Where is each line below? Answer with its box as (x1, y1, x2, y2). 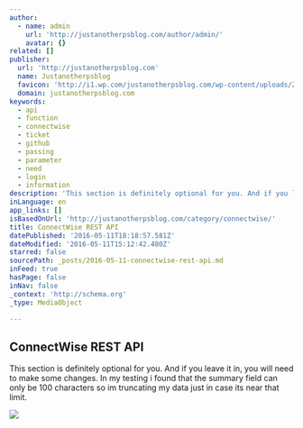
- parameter (17, 155, 63, 165)
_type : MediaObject (9, 298, 83, 307)
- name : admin (17, 22, 70, 31)
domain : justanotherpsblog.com (17, 88, 135, 97)
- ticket (17, 131, 50, 140)
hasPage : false (9, 273, 67, 282)
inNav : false (9, 281, 59, 290)
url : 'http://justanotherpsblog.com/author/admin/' (25, 30, 224, 39)
